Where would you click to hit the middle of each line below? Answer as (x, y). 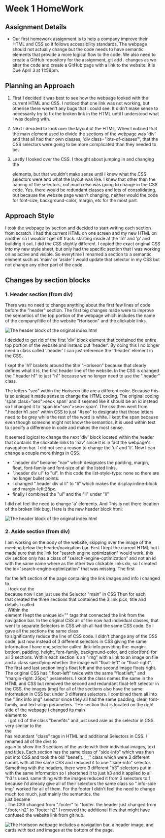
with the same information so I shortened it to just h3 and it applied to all (78, 773)
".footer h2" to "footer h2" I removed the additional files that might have (78, 810)
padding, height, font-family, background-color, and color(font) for (89, 652)
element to (16, 715)
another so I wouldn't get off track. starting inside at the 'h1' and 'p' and (78, 238)
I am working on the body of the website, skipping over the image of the (78, 542)
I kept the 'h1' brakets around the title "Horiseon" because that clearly (76, 366)
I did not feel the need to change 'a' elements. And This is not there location (82, 504)
